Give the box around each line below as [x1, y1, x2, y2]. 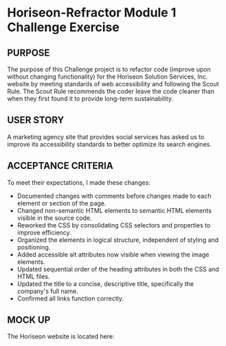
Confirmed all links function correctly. [16, 294, 124, 303]
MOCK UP [7, 314, 51, 326]
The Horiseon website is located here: [7, 332, 115, 340]
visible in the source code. [16, 214, 92, 222]
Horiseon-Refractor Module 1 [7, 5, 177, 21]
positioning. [16, 243, 51, 251]
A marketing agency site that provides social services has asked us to [7, 132, 205, 141]
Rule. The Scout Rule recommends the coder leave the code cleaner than [7, 88, 215, 95]
